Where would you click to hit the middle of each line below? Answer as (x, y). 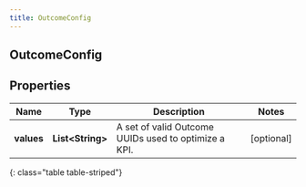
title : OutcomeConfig (51, 18)
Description (179, 111)
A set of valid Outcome (165, 127)
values (29, 138)
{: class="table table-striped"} (66, 172)
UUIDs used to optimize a (171, 138)
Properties (40, 86)
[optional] (271, 138)
